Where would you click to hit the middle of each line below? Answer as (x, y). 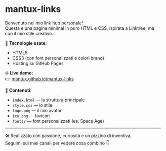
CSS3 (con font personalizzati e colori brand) (58, 58)
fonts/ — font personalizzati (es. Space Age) (58, 121)
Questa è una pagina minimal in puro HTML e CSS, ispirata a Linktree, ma (80, 28)
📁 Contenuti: (19, 90)
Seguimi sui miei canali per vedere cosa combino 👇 (57, 143)
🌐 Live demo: (19, 73)
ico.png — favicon (31, 116)
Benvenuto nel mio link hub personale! (44, 23)
